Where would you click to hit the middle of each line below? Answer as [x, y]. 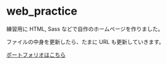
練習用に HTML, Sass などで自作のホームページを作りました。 [85, 29]
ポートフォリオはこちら [36, 55]
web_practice [42, 11]
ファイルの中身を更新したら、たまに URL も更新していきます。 [85, 41]
